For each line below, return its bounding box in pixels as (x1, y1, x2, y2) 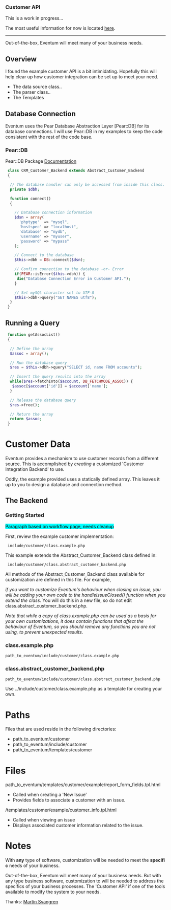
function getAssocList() (7, 332, 60, 337)
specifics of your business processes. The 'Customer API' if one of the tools (5, 883, 165, 890)
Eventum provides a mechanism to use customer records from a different (5, 456, 159, 462)
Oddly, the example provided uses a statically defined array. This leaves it (5, 476, 160, 482)
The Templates (12, 95, 44, 101)
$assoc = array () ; (10, 351, 49, 356)
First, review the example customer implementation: (5, 533, 114, 539)
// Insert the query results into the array (10, 374, 106, 379)
